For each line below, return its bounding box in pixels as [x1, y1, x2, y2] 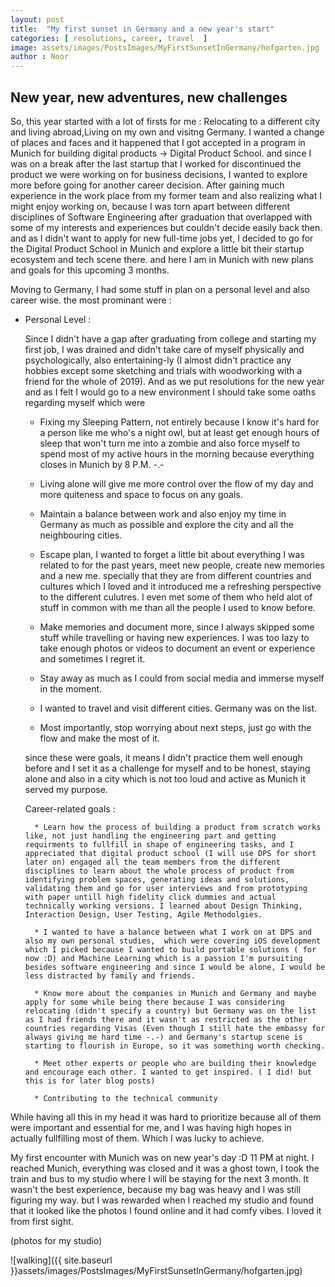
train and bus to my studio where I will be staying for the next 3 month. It [10, 1172, 309, 1185]
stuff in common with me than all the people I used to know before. [39, 601, 316, 613]
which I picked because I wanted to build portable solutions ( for [24, 944, 317, 955]
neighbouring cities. [39, 529, 123, 541]
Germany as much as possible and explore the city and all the [39, 518, 294, 530]
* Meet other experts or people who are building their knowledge [34, 1058, 317, 1068]
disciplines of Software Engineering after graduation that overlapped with [10, 211, 313, 223]
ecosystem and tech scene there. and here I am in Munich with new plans [10, 253, 314, 265]
